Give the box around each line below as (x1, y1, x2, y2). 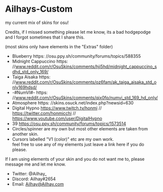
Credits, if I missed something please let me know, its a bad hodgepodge (5, 29, 151, 35)
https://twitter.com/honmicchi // (12, 110, 76, 116)
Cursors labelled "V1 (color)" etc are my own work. (12, 136, 114, 142)
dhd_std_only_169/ (12, 68, 49, 74)
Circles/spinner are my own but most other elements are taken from (12, 126, 148, 131)
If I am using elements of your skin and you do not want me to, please (5, 156, 145, 162)
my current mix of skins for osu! (5, 20, 69, 25)
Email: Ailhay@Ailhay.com (12, 181, 64, 187)
